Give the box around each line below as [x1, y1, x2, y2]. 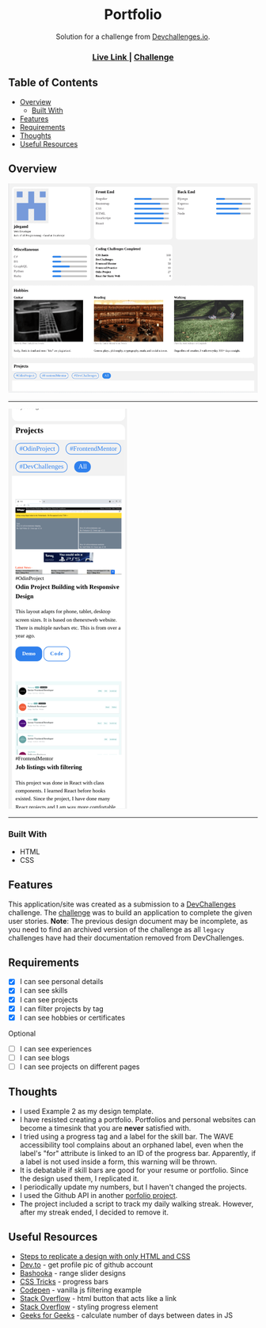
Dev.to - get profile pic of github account [19, 1260, 153, 1269]
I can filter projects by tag [19, 1004, 104, 1013]
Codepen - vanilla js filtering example [19, 1285, 142, 1295]
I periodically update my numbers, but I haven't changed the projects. [19, 1182, 247, 1192]
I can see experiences [19, 1044, 93, 1053]
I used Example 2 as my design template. [19, 1106, 154, 1116]
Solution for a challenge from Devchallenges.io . [55, 32, 211, 41]
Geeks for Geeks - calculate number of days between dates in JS [19, 1310, 234, 1320]
